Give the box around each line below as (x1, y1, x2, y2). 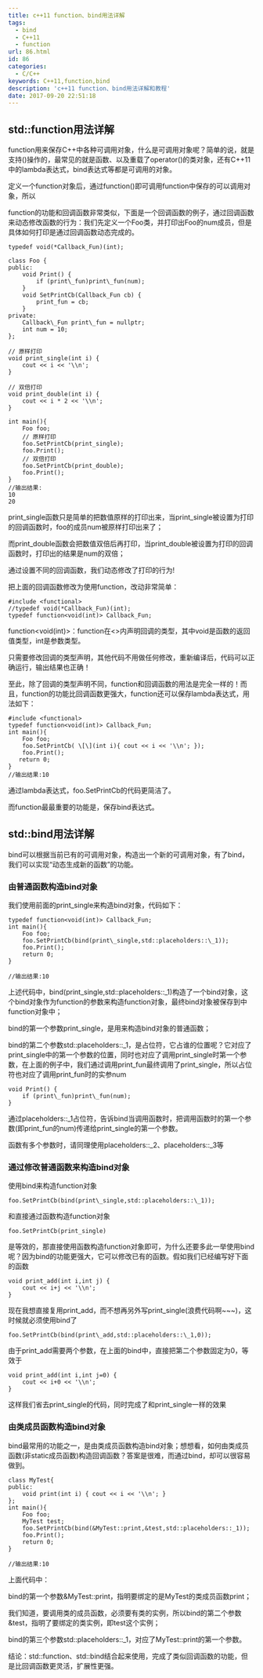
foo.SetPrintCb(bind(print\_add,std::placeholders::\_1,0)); (8, 1331, 212, 1339)
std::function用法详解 (8, 122, 115, 136)
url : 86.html (8, 48, 51, 56)
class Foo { (8, 257, 47, 265)
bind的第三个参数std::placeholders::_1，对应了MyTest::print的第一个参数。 (8, 1634, 247, 1644)
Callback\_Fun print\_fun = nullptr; (22, 319, 146, 326)
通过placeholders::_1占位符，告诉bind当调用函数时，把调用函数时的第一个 (8, 1114, 245, 1123)
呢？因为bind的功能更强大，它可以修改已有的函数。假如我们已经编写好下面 (8, 1252, 249, 1261)
